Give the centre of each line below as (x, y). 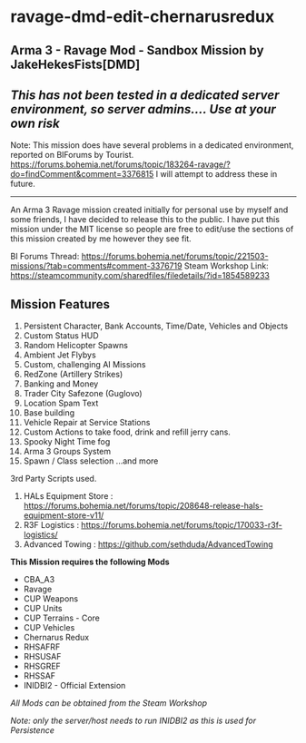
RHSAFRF (42, 647)
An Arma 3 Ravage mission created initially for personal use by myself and (149, 210)
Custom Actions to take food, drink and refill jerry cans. (127, 432)
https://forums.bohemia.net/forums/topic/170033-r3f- (182, 525)
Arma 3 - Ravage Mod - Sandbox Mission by (137, 50)
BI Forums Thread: (45, 257)
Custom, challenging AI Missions (84, 365)
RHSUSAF (42, 657)
